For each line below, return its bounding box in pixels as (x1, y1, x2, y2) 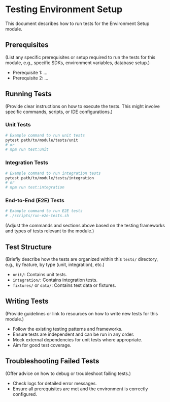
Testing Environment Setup (5, 4, 123, 15)
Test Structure (5, 243, 52, 251)
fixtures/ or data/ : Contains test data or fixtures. (12, 282, 116, 288)
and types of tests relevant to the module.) (5, 228, 94, 234)
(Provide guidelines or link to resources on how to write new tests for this (5, 310, 158, 316)
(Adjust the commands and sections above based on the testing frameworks (5, 223, 165, 229)
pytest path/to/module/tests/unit (5, 138, 79, 143)
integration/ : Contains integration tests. (12, 277, 98, 283)
